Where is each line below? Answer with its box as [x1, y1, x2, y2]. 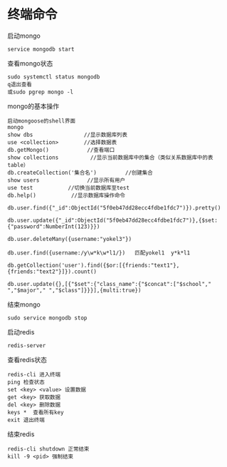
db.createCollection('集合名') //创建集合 [7, 169, 153, 176]
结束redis [7, 429, 35, 438]
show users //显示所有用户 [7, 176, 126, 184]
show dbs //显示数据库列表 [7, 131, 128, 138]
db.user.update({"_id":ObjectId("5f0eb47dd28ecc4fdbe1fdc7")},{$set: [7, 217, 218, 224]
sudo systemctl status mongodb [7, 73, 100, 81]
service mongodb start [7, 46, 75, 53]
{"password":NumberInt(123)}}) [7, 222, 100, 230]
